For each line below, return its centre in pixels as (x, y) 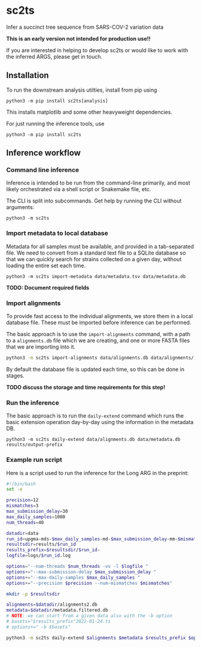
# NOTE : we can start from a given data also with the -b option (89, 616)
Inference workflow (43, 153)
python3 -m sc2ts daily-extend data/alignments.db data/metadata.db (93, 440)
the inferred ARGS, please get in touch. (54, 56)
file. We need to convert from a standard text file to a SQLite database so (96, 253)
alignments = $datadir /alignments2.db (52, 605)
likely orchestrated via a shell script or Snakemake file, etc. (79, 189)
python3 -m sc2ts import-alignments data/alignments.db (77, 358)
